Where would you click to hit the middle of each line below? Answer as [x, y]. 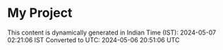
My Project [40, 13]
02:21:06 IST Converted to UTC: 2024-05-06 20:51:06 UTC [94, 39]
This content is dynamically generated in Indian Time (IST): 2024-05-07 [112, 32]
